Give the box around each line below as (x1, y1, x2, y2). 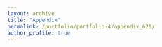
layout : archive (7, 10, 55, 17)
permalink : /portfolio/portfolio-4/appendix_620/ (7, 23, 156, 30)
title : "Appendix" (7, 17, 61, 23)
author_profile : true (7, 29, 71, 37)
